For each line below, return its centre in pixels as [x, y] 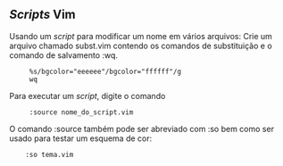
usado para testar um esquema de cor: [81, 138]
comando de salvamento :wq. [64, 55]
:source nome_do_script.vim [81, 112]
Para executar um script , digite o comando [87, 95]
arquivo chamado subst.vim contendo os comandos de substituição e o [141, 46]
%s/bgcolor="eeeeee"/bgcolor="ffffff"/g [105, 71]
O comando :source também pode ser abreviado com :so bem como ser [142, 129]
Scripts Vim [42, 15]
